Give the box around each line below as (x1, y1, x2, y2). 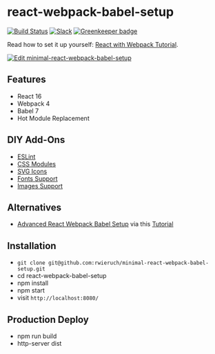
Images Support (17, 181, 63, 190)
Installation (7, 239, 57, 252)
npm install (17, 279, 49, 287)
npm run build (17, 332, 57, 340)
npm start (17, 286, 45, 295)
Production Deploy (7, 313, 90, 325)
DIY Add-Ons (7, 134, 65, 146)
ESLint (17, 153, 36, 161)
